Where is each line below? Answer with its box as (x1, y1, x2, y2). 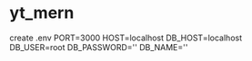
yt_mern (9, 3, 75, 23)
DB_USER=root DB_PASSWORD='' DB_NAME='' (9, 41, 188, 52)
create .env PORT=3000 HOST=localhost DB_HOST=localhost (9, 32, 243, 43)
